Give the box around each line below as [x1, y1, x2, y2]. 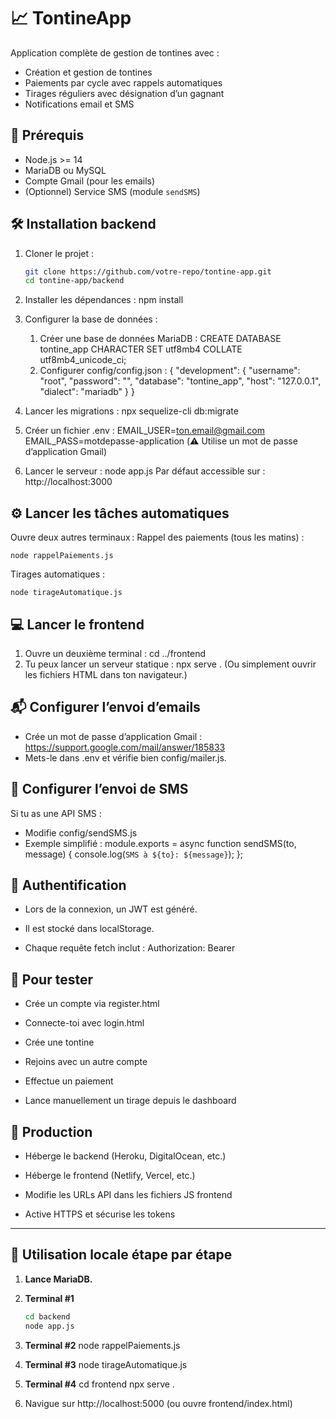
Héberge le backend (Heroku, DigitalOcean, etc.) [24, 1150, 227, 1162]
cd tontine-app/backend [24, 276, 125, 286]
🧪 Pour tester [10, 971, 93, 988]
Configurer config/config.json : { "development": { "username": [39, 365, 301, 377]
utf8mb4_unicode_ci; [39, 354, 127, 366]
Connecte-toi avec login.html [24, 1017, 145, 1029]
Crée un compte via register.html [24, 998, 160, 1010]
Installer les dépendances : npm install [24, 294, 184, 306]
